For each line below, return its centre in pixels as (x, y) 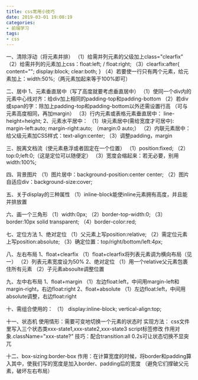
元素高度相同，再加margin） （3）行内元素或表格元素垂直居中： (84, 113)
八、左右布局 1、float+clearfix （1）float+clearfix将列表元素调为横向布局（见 (99, 254)
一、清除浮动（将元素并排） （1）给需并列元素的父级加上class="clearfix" (95, 56)
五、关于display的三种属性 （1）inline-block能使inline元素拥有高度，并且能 (97, 194)
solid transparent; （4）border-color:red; (87, 222)
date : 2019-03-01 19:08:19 (39, 17)
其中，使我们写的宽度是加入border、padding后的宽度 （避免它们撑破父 (97, 363)
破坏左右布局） (35, 371)
